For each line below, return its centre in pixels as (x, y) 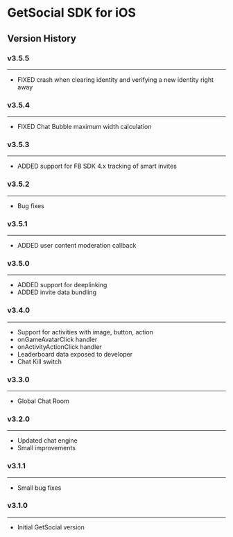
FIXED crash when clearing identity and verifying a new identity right (115, 79)
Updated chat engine (47, 441)
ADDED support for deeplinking (62, 285)
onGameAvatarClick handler (57, 339)
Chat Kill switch (40, 361)
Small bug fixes (39, 488)
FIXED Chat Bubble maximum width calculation (84, 127)
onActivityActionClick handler (59, 347)
